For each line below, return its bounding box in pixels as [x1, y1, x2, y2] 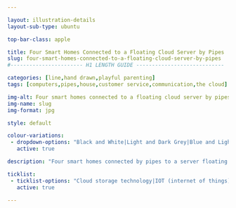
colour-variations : [7, 132, 65, 140]
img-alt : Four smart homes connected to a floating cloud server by [7, 93, 212, 101]
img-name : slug [7, 100, 52, 107]
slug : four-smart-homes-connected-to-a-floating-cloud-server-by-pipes [7, 55, 221, 62]
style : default [7, 119, 52, 127]
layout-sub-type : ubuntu [7, 23, 80, 30]
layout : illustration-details [7, 16, 96, 23]
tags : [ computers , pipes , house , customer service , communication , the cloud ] [7, 81, 228, 88]
